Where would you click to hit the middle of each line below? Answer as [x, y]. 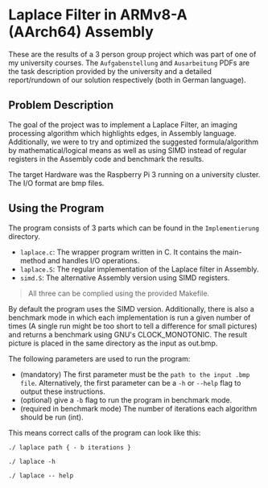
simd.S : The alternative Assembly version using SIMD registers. [125, 277]
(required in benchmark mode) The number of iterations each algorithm [138, 408]
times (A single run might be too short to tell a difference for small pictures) [133, 326]
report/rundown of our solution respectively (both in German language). [128, 80]
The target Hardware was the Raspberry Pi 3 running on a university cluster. [134, 174]
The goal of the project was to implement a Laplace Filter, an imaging [123, 124]
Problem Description [61, 105]
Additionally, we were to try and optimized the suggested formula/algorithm [134, 142]
